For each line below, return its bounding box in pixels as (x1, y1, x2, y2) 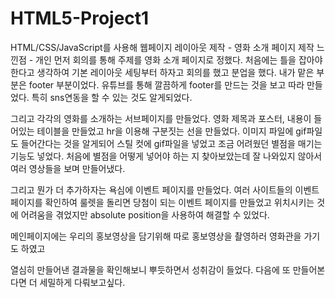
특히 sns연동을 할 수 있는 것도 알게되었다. (31, 91, 193, 103)
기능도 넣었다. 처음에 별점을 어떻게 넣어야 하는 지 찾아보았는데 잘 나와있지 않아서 (10, 150, 323, 162)
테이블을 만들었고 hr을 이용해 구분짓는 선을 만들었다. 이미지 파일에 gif (36, 125, 307, 137)
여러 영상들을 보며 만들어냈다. (10, 162, 126, 174)
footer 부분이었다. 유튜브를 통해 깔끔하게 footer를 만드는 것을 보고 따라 (28, 78, 305, 91)
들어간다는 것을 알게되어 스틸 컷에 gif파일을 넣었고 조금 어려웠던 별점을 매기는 (20, 137, 323, 149)
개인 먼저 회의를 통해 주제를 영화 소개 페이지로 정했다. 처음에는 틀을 (35, 53, 297, 66)
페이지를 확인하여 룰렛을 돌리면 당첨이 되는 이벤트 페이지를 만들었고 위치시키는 (10, 196, 315, 208)
